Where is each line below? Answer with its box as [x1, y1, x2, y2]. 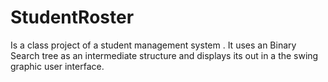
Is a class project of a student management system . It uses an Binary [10, 39, 297, 51]
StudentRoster [10, 6, 135, 29]
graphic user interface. [10, 60, 105, 72]
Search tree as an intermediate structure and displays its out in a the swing [10, 49, 319, 61]
